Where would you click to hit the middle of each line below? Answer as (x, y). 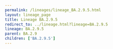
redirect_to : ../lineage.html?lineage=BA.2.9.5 (56, 24)
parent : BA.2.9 (21, 34)
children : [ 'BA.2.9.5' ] (30, 39)
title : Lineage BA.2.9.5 (31, 19)
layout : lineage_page (28, 15)
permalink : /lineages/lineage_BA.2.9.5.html (53, 10)
